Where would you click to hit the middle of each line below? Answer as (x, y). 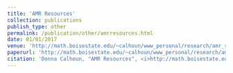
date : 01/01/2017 (32, 40)
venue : (17, 46)
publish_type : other (37, 26)
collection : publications (44, 20)
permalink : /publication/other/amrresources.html (80, 33)
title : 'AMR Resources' (42, 14)
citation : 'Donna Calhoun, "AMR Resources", (72, 59)
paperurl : (21, 53)
